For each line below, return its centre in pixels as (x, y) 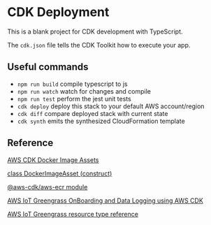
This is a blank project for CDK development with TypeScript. (95, 31)
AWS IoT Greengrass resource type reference (73, 214)
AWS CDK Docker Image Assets (53, 160)
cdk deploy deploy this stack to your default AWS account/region (111, 106)
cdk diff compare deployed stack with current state (93, 113)
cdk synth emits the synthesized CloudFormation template (101, 121)
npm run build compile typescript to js (72, 84)
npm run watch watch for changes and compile (84, 91)
